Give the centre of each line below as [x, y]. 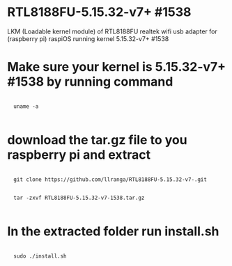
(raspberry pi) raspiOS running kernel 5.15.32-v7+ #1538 [88, 38]
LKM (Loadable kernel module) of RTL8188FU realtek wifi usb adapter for [112, 31]
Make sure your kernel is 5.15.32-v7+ [117, 67]
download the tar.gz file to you [97, 140]
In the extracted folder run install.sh [113, 231]
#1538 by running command [90, 82]
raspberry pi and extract [79, 155]
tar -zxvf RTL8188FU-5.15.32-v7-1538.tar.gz [79, 198]
